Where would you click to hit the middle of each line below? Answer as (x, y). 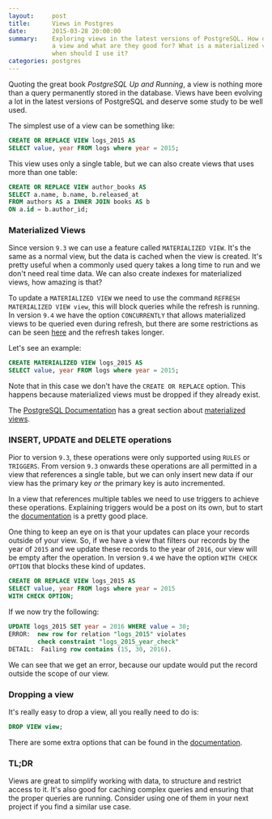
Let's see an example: (45, 348)
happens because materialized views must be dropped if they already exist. (134, 395)
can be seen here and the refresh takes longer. (86, 332)
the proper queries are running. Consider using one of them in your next (129, 798)
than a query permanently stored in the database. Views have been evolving (136, 92)
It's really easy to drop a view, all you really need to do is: (104, 712)
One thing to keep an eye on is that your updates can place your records (129, 532)
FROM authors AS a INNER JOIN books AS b (79, 202)
